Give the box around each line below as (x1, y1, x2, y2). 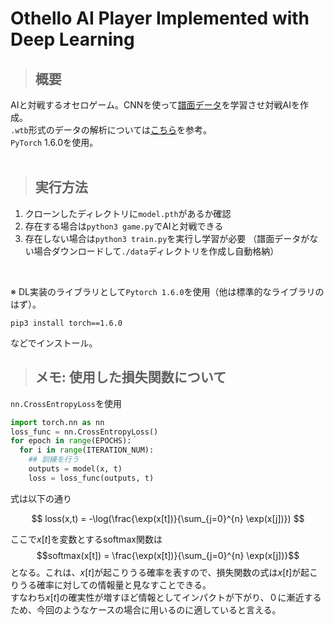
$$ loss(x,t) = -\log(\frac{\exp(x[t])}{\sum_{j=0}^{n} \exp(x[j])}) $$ (31, 512, 305, 524)
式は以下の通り (10, 492, 72, 504)
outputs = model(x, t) (28, 464, 123, 474)
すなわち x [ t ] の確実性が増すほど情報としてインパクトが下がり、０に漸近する (10, 591, 322, 603)
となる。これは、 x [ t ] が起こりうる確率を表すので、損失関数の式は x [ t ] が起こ (10, 566, 318, 578)
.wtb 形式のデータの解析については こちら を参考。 (10, 124, 212, 136)
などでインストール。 (10, 337, 98, 349)
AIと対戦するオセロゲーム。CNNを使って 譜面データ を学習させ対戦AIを (10, 99, 301, 111)
